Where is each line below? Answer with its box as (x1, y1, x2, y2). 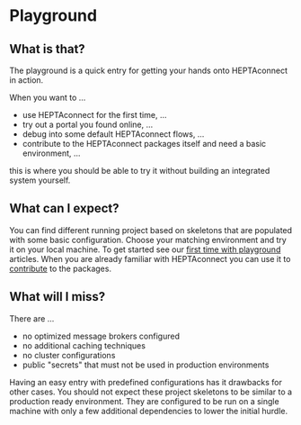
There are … (9, 312, 55, 324)
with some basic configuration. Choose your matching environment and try (9, 234, 288, 245)
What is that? (9, 41, 85, 57)
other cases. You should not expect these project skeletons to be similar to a (9, 386, 293, 397)
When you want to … (9, 92, 86, 103)
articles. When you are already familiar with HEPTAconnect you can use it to (9, 253, 291, 264)
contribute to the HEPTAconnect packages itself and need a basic (22, 139, 267, 149)
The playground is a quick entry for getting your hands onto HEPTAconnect (9, 65, 288, 76)
